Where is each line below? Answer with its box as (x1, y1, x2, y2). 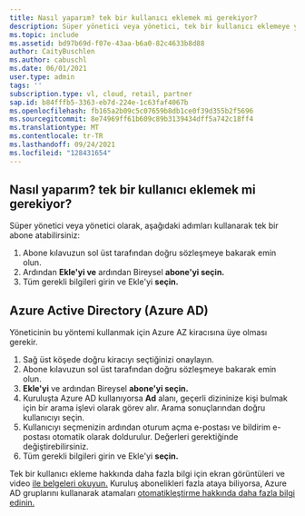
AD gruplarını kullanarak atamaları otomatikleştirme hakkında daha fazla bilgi (9, 488, 295, 499)
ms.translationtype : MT (9, 124, 100, 133)
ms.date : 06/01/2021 (9, 64, 88, 74)
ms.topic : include (9, 30, 79, 39)
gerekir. (9, 337, 38, 348)
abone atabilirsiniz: (9, 230, 80, 241)
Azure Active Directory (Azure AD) (9, 303, 209, 318)
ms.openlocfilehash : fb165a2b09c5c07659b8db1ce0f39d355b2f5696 (9, 106, 254, 115)
